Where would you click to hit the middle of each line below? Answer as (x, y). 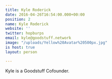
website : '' (18, 29)
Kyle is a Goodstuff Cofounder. (38, 70)
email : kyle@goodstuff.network (38, 38)
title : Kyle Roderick (28, 10)
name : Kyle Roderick (27, 24)
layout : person (21, 52)
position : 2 (18, 19)
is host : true (20, 47)
